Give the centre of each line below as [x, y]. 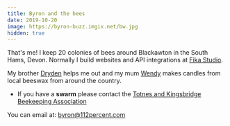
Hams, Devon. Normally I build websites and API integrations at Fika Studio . [115, 60]
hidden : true [26, 33]
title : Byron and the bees [46, 13]
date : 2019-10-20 [32, 20]
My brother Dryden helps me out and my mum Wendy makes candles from [114, 73]
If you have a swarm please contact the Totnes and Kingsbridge [109, 94]
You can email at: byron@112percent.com [66, 115]
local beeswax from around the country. [64, 81]
